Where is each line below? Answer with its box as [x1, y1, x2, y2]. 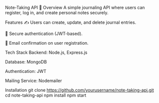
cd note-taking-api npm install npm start [5, 92, 87, 98]
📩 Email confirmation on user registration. [5, 40, 89, 46]
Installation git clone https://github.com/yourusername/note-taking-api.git [5, 87, 154, 93]
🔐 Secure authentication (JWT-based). [5, 31, 83, 36]
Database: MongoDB [5, 59, 47, 65]
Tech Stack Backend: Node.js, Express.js [5, 50, 88, 55]
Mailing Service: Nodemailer [5, 78, 62, 84]
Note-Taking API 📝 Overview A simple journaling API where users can [5, 5, 145, 10]
